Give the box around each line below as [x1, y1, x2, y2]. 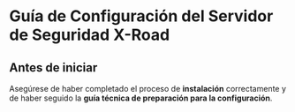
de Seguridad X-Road [9, 25, 170, 45]
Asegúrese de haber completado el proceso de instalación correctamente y [9, 84, 287, 93]
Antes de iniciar [9, 60, 98, 75]
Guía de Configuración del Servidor [9, 6, 274, 26]
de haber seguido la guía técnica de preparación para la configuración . [9, 93, 273, 103]
